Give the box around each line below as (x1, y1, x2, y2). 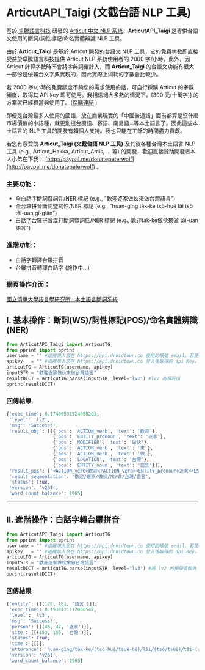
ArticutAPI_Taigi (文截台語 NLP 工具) (6, 6, 192, 20)
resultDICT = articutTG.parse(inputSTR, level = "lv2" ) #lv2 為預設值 (6, 375, 181, 381)
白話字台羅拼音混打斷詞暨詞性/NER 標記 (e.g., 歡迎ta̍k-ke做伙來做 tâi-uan (15, 216, 198, 224)
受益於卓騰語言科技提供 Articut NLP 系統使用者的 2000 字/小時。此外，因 (6, 55, 190, 62)
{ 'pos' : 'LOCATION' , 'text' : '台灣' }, (52, 456, 149, 462)
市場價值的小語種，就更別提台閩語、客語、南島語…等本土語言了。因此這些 (6, 119, 193, 127)
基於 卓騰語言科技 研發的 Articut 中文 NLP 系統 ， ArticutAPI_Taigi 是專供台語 (6, 27, 198, 34)
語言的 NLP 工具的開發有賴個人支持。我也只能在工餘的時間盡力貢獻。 (11, 127, 186, 134)
